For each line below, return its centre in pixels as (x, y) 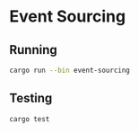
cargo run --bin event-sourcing (69, 70)
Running (34, 50)
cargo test (30, 119)
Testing (31, 98)
